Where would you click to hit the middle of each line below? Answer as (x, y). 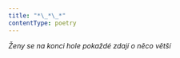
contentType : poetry (43, 23)
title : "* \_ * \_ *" (37, 15)
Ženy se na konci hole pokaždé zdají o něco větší (90, 45)
